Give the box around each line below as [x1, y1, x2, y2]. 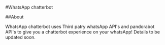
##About [5, 14, 24, 19]
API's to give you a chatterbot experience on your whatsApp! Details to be [5, 29, 160, 34]
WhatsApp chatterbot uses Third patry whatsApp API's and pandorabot [5, 23, 155, 29]
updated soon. [5, 34, 36, 40]
